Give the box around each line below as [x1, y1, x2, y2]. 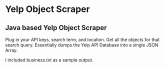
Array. [5, 47, 18, 53]
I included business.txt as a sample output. [5, 57, 93, 63]
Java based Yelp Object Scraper [5, 23, 107, 32]
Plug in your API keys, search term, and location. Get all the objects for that [5, 36, 160, 42]
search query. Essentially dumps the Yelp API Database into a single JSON [5, 42, 158, 48]
